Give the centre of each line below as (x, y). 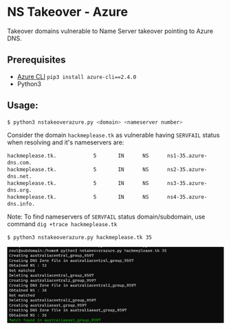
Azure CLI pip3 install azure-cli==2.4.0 (77, 76)
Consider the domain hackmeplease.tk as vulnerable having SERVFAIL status (113, 135)
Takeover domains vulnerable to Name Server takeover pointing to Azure (110, 31)
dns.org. (20, 190)
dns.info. (21, 204)
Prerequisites (36, 60)
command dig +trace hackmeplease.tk (62, 224)
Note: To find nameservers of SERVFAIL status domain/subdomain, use (106, 217)
